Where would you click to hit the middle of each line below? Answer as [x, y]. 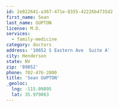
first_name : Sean [28, 17]
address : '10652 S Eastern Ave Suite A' [58, 51]
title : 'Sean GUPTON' [33, 78]
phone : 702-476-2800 [32, 73]
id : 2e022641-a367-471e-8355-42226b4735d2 [59, 12]
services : [18, 34]
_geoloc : [17, 84]
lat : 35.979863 [30, 95]
